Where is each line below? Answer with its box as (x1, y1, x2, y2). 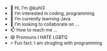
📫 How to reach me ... (10, 27, 58, 33)
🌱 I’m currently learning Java (10, 16, 71, 21)
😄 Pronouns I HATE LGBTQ (10, 34, 68, 40)
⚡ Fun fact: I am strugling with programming (10, 40, 103, 46)
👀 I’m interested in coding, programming (10, 10, 95, 16)
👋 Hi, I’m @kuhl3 (10, 5, 45, 11)
